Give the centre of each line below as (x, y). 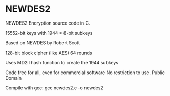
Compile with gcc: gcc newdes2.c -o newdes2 (54, 88)
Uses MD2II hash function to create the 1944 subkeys (62, 62)
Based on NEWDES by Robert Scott (43, 43)
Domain (14, 78)
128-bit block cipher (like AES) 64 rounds (49, 53)
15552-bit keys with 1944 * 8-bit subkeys (49, 33)
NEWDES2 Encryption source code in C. (48, 23)
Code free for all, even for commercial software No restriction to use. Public (85, 73)
